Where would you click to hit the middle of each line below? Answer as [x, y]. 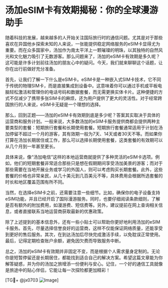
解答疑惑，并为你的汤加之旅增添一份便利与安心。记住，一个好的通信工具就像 [84, 263]
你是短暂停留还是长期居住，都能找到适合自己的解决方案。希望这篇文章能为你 [84, 257]
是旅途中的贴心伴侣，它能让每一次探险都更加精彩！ [58, 270]
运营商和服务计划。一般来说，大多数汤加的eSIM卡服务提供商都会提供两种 [80, 121]
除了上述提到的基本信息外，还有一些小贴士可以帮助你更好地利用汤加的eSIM [83, 222]
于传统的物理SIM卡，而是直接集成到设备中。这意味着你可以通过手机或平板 [81, 85]
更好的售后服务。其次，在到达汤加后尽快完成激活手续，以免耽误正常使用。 [86, 234]
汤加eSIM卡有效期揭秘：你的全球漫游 [82, 10]
